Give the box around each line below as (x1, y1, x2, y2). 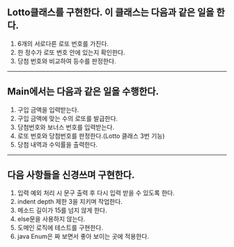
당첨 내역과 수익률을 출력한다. (17, 140, 98, 148)
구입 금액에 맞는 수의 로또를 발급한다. (17, 114, 118, 122)
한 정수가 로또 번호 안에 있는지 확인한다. (17, 48, 125, 56)
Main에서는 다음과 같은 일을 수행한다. (7, 86, 159, 97)
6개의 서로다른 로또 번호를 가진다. (17, 39, 109, 47)
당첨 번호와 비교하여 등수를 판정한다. (17, 56, 116, 65)
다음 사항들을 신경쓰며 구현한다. (7, 169, 135, 181)
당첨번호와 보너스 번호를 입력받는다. (17, 122, 115, 131)
